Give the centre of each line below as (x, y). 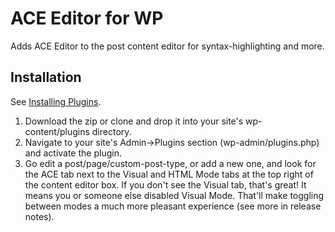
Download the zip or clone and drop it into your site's (134, 121)
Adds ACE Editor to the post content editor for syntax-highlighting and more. (167, 46)
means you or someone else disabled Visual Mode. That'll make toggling (174, 195)
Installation (46, 77)
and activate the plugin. (73, 153)
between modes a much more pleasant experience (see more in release (173, 206)
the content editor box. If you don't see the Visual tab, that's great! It (165, 184)
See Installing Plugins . (56, 101)
